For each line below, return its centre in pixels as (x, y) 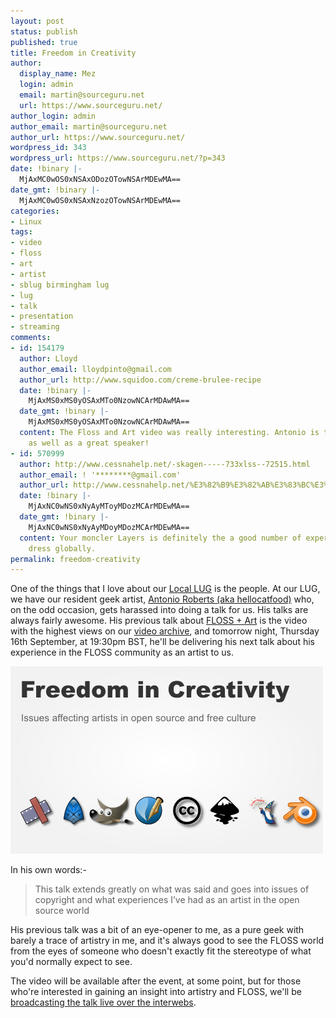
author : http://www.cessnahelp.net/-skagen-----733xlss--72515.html (165, 464)
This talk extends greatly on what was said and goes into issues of (172, 889)
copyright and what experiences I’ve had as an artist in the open (167, 900)
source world (62, 911)
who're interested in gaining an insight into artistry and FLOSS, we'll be (156, 992)
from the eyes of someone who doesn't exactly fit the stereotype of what (161, 951)
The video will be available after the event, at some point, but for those (156, 981)
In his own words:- (48, 870)
